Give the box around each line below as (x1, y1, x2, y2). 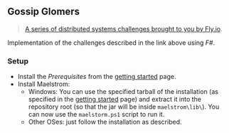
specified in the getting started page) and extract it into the (28, 95, 201, 104)
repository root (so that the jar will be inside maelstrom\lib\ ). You (28, 102, 220, 111)
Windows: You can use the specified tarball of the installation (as (28, 87, 219, 96)
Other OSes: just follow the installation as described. (28, 117, 182, 127)
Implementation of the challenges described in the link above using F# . (7, 38, 215, 47)
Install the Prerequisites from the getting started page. (17, 73, 176, 81)
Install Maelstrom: (17, 80, 70, 88)
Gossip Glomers (7, 6, 80, 18)
